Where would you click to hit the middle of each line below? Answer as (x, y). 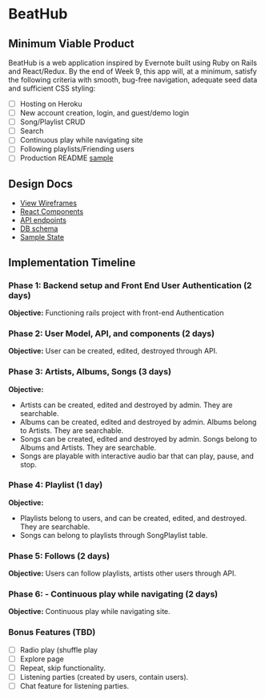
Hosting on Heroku (51, 104)
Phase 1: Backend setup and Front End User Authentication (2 (130, 285)
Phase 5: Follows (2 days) (59, 556)
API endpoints (43, 220)
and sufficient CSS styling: (52, 88)
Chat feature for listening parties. (74, 685)
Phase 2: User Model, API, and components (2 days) (111, 333)
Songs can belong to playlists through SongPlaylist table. (114, 535)
